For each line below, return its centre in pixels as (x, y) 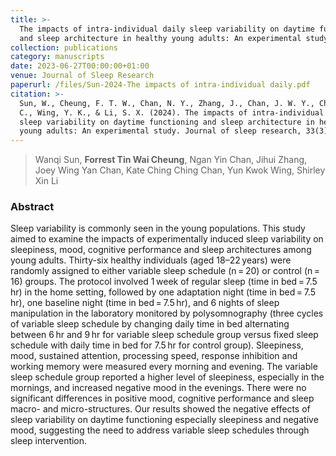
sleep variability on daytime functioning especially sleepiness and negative (164, 420)
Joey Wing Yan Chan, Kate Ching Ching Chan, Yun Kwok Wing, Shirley (180, 170)
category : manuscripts (57, 57)
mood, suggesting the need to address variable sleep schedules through (160, 430)
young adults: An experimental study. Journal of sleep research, (160, 131)
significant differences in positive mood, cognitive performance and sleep (162, 398)
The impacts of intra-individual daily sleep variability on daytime (167, 29)
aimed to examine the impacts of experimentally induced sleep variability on (167, 239)
